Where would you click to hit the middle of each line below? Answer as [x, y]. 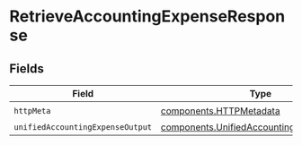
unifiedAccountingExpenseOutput [83, 127]
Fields [27, 68]
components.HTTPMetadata [220, 111]
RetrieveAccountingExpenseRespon [147, 17]
